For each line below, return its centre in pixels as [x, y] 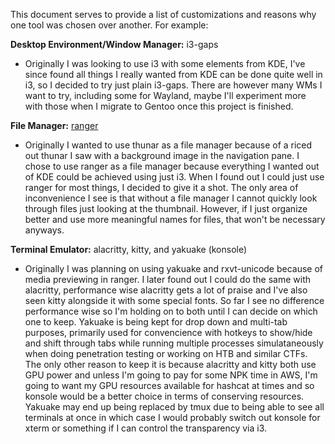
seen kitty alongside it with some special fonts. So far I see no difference [174, 300]
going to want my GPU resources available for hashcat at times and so [169, 385]
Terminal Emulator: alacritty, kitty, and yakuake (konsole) [129, 249]
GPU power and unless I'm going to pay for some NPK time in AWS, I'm [171, 375]
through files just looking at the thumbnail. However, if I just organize [166, 208]
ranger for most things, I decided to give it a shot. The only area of [161, 187]
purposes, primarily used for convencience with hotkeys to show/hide [168, 332]
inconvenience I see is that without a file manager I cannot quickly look [171, 198]
